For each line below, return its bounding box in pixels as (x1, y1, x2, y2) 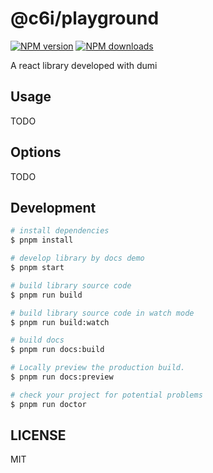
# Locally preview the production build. (10, 363, 186, 373)
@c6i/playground (10, 7, 160, 30)
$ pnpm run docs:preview (10, 372, 114, 382)
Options (10, 144, 62, 161)
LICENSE (10, 427, 67, 444)
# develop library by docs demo (10, 253, 145, 264)
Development (10, 199, 97, 216)
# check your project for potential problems (10, 390, 203, 400)
